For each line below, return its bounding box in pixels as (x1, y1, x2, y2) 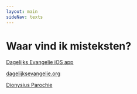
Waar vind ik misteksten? (6, 39, 132, 53)
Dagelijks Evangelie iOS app (6, 59, 74, 66)
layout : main (6, 8, 38, 15)
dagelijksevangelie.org (6, 70, 60, 77)
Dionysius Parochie (6, 82, 53, 89)
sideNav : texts (6, 14, 43, 20)
